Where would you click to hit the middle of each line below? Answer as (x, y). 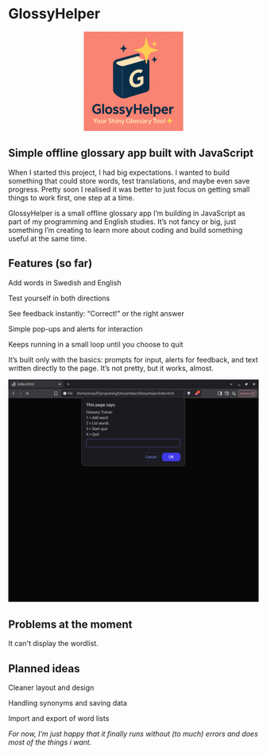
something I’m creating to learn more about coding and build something (126, 230)
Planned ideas (44, 668)
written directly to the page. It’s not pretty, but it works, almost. (111, 368)
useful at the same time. (48, 238)
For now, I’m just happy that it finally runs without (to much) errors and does (133, 734)
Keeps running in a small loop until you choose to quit (96, 344)
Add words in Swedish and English (65, 282)
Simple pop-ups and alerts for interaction (75, 329)
